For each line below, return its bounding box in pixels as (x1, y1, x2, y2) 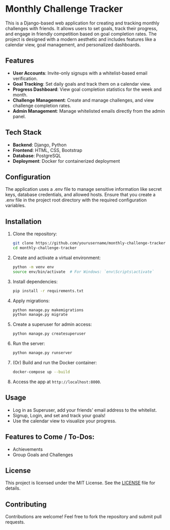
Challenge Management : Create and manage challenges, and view (12, 97, 154, 103)
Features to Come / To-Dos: (5, 433, 95, 441)
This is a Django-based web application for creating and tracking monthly (5, 20, 160, 26)
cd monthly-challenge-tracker (12, 245, 77, 250)
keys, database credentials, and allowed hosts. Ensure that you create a (5, 192, 156, 198)
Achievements (12, 446, 43, 452)
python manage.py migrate (12, 312, 68, 317)
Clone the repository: (12, 231, 58, 237)
